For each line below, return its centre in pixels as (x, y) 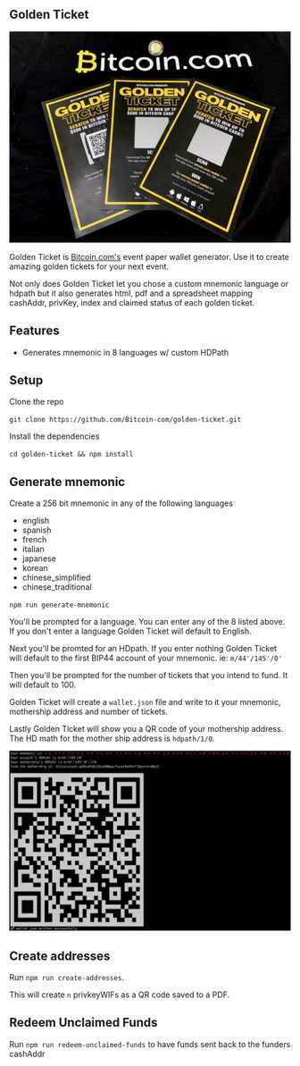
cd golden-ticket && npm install (71, 455)
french (34, 540)
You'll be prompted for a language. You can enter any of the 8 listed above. (147, 622)
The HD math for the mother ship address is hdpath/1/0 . (112, 739)
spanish (37, 530)
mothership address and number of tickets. (88, 712)
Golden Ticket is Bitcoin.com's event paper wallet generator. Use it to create (150, 256)
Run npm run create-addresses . (67, 977)
